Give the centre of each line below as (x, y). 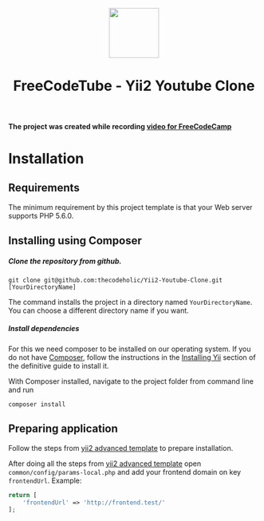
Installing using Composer (75, 241)
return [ (23, 495)
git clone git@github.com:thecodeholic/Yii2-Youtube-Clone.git (116, 280)
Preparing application (63, 429)
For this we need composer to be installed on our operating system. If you (130, 349)
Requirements (44, 188)
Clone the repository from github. (65, 261)
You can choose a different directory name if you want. (99, 310)
